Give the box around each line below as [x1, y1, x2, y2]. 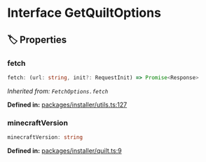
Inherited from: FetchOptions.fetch [7, 86, 109, 95]
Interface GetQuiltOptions [7, 5, 161, 21]
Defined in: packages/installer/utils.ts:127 [7, 100, 128, 109]
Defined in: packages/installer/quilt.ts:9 [7, 146, 122, 155]
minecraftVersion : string [7, 134, 83, 141]
